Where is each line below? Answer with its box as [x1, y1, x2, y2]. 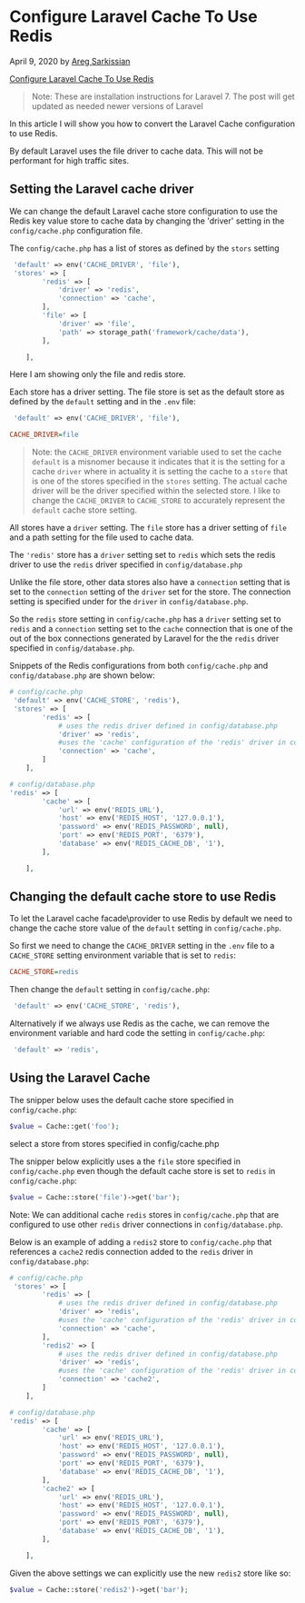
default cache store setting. [31, 504, 138, 515]
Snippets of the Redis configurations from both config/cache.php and [9, 661, 269, 672]
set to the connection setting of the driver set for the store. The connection [9, 586, 291, 597]
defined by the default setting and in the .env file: [9, 396, 197, 407]
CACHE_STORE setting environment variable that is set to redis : [9, 950, 237, 961]
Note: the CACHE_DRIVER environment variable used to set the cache [31, 447, 282, 458]
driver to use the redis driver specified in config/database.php [9, 559, 243, 570]
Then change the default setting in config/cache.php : [9, 984, 211, 995]
